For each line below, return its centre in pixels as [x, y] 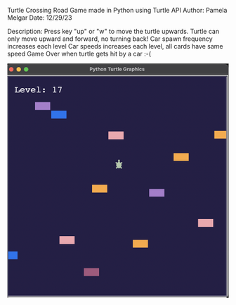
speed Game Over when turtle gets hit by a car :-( [79, 54]
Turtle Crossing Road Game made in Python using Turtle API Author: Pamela [117, 10]
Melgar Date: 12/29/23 [40, 18]
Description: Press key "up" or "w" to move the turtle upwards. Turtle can [113, 31]
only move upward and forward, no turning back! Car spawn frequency [110, 39]
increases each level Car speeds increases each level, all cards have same [115, 46]
